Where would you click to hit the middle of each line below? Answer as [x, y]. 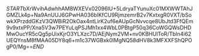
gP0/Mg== [20, 46]
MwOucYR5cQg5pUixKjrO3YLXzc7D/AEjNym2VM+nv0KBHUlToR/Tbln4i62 [99, 34]
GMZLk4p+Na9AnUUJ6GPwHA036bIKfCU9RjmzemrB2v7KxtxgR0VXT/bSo [99, 15]
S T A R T [15, 9]
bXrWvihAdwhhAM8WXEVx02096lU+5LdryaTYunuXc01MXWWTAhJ [108, 9]
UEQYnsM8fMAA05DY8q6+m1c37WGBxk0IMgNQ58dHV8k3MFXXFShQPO [99, 40]
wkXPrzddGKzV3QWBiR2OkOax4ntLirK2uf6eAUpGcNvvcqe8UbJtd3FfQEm [100, 21]
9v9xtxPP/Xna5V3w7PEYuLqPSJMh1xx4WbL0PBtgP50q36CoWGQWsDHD [99, 27]
